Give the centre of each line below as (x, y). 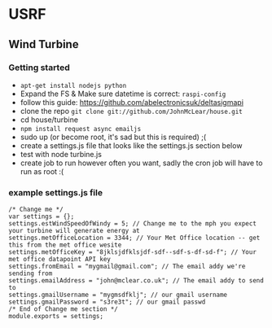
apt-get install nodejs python (73, 85)
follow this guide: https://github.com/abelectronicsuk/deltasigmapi (132, 102)
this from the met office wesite (65, 245)
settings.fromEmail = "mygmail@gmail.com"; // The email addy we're (127, 267)
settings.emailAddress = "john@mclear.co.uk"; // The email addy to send (136, 281)
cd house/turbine (49, 120)
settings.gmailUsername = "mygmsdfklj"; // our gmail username (118, 295)
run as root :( (42, 171)
